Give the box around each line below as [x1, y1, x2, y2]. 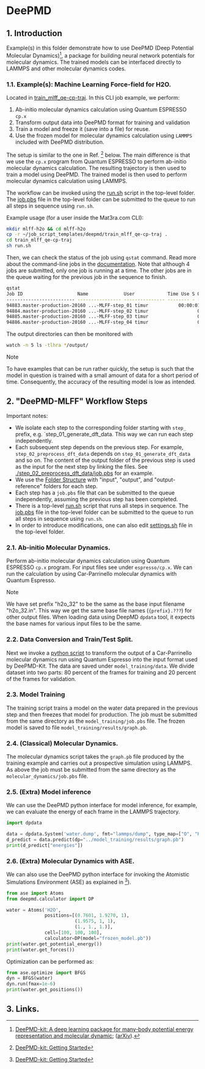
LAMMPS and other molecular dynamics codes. [6, 65, 126, 72]
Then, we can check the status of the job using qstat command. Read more [6, 254, 196, 261]
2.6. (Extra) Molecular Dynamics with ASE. [6, 857, 135, 865]
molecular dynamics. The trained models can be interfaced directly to [6, 58, 182, 65]
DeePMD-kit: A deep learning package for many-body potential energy [15, 1026, 194, 1033]
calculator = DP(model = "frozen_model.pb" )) [45, 935, 151, 941]
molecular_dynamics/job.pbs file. [6, 772, 88, 780]
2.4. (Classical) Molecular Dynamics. [6, 739, 118, 747]
